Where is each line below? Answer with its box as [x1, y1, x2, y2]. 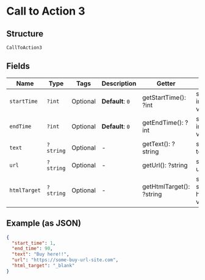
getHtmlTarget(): [142, 182, 190, 191]
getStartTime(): [142, 93, 186, 102]
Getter [156, 79, 176, 88]
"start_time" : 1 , [12, 240, 56, 246]
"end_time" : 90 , [12, 245, 53, 252]
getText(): [142, 139, 171, 148]
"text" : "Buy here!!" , [12, 251, 70, 257]
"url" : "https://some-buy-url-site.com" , [12, 257, 119, 263]
